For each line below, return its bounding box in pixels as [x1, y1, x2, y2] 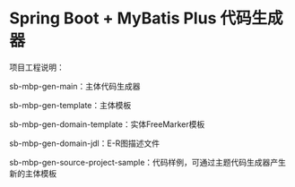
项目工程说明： [9, 62, 65, 72]
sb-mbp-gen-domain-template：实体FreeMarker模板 [9, 118, 205, 130]
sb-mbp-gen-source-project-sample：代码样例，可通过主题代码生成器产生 [9, 157, 287, 167]
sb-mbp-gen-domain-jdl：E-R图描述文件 [9, 138, 161, 149]
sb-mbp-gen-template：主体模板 [9, 99, 132, 110]
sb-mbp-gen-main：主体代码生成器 [9, 81, 141, 91]
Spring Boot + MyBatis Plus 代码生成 [9, 8, 283, 29]
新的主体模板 [9, 167, 56, 179]
